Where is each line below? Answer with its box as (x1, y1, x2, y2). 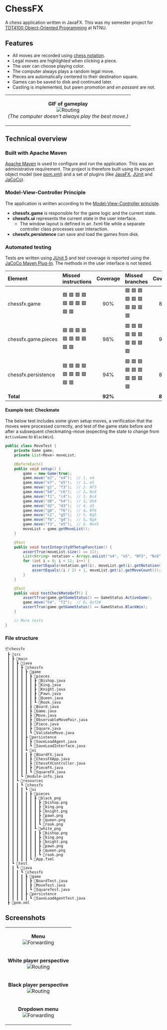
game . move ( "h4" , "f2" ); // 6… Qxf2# (23, 600, 101, 605)
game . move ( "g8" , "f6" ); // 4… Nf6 (23, 508, 97, 513)
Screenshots (5, 914, 46, 922)
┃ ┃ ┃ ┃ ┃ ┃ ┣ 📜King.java (7, 683, 61, 688)
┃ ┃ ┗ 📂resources (7, 778, 43, 784)
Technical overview (5, 135, 67, 143)
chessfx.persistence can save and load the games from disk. (12, 231, 139, 237)
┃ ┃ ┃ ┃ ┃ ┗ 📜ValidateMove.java (7, 730, 75, 735)
